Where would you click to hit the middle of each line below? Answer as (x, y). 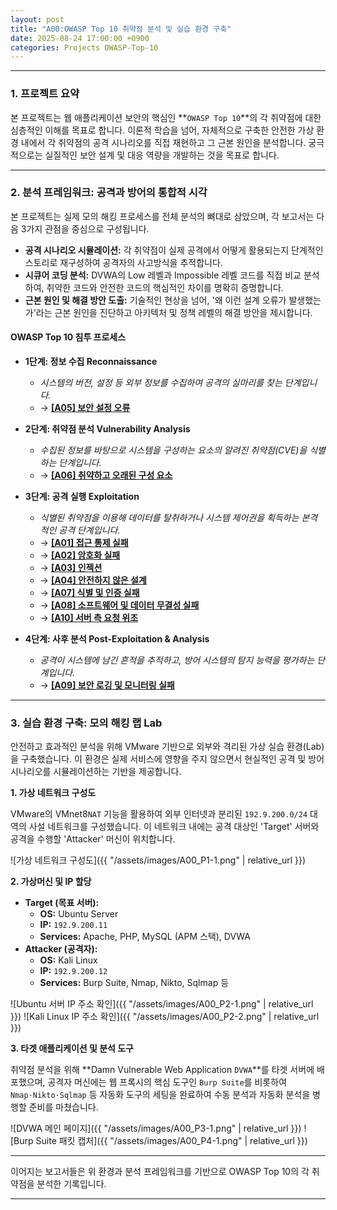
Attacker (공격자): (61, 949)
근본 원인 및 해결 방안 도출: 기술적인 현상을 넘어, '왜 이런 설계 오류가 (155, 300)
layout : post (37, 19)
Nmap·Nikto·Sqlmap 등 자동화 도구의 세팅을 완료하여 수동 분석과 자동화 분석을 (160, 1095)
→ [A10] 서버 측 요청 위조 (89, 618)
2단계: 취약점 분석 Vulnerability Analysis (107, 429)
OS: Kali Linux (68, 960)
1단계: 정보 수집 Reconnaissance (91, 362)
